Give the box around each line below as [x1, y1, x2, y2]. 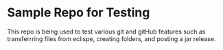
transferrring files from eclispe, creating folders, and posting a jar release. [7, 34, 216, 42]
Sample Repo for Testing [7, 5, 150, 21]
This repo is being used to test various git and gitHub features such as [7, 27, 206, 36]
